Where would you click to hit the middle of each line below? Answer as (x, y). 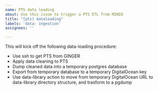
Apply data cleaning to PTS (40, 61)
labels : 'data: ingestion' (33, 23)
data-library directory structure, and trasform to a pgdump (72, 83)
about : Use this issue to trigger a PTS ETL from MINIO (64, 14)
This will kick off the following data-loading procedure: (61, 46)
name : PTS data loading (30, 10)
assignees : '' (20, 28)
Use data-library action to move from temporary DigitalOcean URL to (82, 77)
